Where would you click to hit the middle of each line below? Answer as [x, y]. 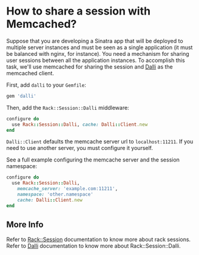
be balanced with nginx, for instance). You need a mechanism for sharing [98, 53]
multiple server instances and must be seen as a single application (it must [99, 47]
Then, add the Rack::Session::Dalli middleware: [68, 107]
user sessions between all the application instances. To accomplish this [96, 60]
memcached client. [30, 73]
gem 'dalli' [21, 96]
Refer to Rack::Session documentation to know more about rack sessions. [99, 239]
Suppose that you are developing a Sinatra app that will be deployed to [95, 41]
